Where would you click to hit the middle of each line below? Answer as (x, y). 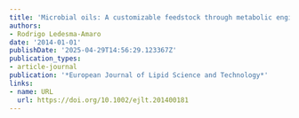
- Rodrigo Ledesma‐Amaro (55, 34)
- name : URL (31, 91)
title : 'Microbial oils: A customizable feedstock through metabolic (141, 17)
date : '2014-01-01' (45, 42)
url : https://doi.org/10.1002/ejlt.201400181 (103, 100)
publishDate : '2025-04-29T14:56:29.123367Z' (93, 51)
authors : (25, 26)
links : (21, 83)
